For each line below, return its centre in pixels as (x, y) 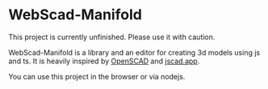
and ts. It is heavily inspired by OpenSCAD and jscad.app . (104, 61)
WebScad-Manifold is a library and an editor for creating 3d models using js (134, 52)
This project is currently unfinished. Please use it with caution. (112, 37)
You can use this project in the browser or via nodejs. (97, 76)
